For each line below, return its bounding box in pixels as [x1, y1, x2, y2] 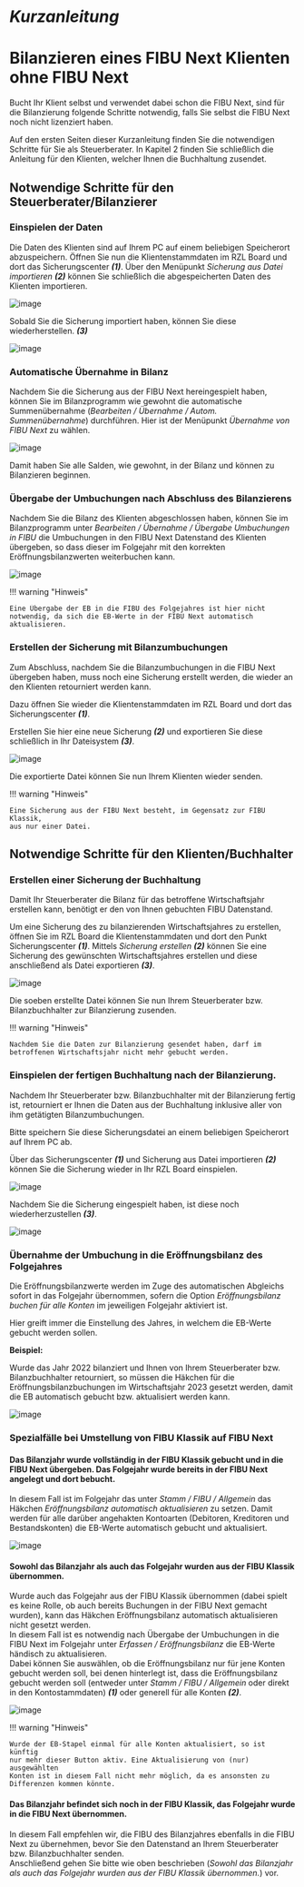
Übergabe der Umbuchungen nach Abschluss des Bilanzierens [9, 492, 292, 505]
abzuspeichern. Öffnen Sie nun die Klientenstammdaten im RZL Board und [9, 252, 288, 262]
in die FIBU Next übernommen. [9, 1808, 127, 1819]
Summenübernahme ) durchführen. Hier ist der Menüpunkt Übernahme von [9, 415, 290, 426]
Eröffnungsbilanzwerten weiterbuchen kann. [9, 551, 175, 562]
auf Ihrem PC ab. [9, 1136, 73, 1147]
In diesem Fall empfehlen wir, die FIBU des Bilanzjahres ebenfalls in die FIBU [9, 1828, 295, 1840]
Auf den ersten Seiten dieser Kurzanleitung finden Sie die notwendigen [9, 134, 275, 145]
